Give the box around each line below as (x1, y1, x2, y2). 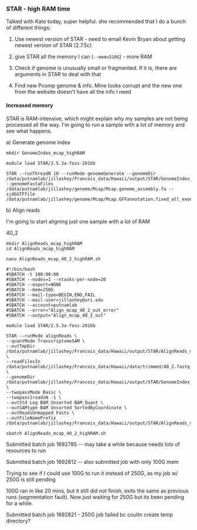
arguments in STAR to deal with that (14, 71, 101, 78)
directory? (6, 517, 31, 524)
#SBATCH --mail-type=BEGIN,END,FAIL (6, 292, 96, 298)
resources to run (6, 447, 46, 454)
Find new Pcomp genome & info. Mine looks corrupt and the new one (14, 82, 182, 89)
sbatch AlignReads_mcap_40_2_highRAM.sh (6, 430, 107, 436)
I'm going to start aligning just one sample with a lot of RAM (6, 218, 151, 225)
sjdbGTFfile (6, 191, 35, 197)
